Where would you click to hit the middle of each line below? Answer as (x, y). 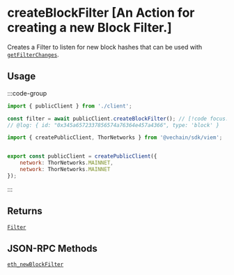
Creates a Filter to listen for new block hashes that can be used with (105, 47)
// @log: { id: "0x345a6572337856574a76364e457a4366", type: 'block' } (113, 125)
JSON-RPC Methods (52, 248)
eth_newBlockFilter (36, 265)
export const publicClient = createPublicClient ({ (82, 156)
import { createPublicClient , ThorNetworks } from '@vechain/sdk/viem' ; (115, 137)
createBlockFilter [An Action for (101, 13)
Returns (25, 211)
